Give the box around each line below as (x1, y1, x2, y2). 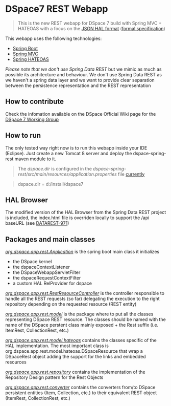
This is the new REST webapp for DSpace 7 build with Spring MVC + (17, 20, 162, 26)
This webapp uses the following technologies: (5, 35, 102, 41)
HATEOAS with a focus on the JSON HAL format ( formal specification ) (17, 25, 166, 31)
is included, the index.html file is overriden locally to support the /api (5, 215, 150, 221)
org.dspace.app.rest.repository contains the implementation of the (5, 369, 145, 375)
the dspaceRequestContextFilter (12, 275, 81, 281)
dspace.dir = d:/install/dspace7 (17, 181, 84, 187)
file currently (118, 171, 145, 177)
